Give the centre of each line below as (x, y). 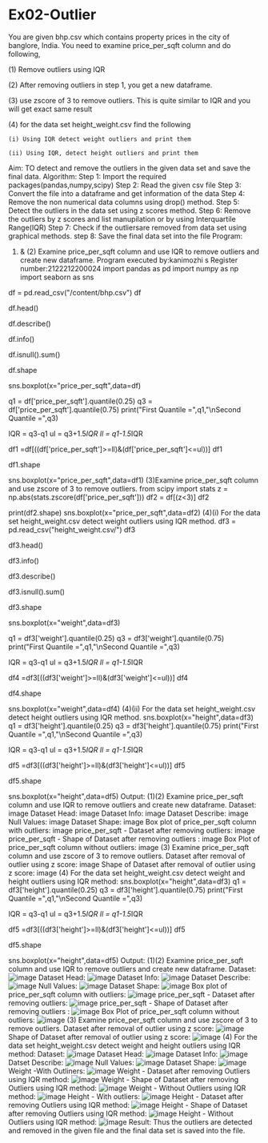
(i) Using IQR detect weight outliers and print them (100, 139)
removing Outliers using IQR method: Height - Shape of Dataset (128, 1105)
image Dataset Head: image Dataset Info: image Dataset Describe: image (128, 813)
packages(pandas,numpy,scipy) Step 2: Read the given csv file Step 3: (125, 185)
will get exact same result (50, 109)
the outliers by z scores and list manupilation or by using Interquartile (122, 219)
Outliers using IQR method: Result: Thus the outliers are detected (130, 1121)
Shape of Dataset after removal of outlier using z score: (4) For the (133, 1037)
